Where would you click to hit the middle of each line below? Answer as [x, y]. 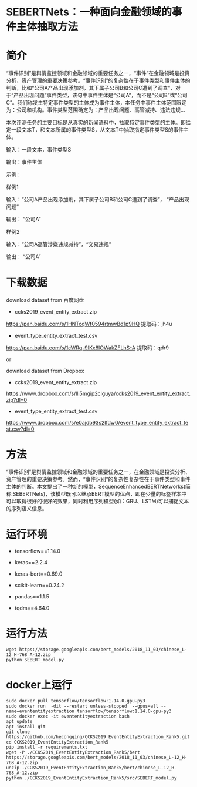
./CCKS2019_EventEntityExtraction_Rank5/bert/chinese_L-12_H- [99, 768]
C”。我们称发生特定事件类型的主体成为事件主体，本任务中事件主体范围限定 [96, 103]
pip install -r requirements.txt [47, 747]
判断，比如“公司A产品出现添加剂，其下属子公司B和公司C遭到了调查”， [91, 88]
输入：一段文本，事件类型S [39, 150]
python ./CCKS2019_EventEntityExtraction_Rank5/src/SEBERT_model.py [91, 778]
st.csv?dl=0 [20, 429]
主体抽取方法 [47, 27]
